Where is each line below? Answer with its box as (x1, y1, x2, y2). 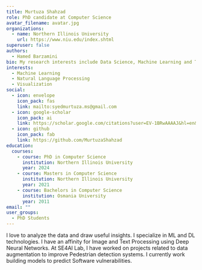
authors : (6, 48, 28, 54)
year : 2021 (22, 182, 50, 188)
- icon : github (11, 126, 50, 132)
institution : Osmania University (22, 193, 106, 199)
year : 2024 (22, 165, 50, 171)
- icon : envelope (11, 92, 55, 98)
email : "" (6, 204, 31, 210)
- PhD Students (11, 215, 50, 221)
